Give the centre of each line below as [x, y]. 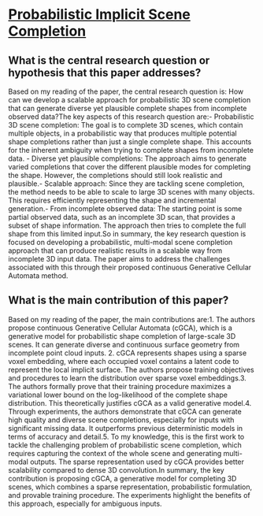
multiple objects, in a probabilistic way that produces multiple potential [123, 133]
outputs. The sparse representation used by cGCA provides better [137, 462]
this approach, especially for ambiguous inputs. [85, 503]
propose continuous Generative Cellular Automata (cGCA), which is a [120, 328]
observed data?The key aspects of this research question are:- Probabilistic [131, 117]
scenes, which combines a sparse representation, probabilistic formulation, [130, 487]
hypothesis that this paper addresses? [105, 72]
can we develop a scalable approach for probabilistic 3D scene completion [130, 100]
